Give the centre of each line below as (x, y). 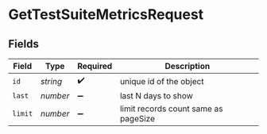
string (51, 81)
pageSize (137, 119)
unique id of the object (162, 81)
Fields (24, 44)
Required (95, 66)
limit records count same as (171, 109)
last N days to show (156, 96)
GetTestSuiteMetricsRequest (106, 15)
